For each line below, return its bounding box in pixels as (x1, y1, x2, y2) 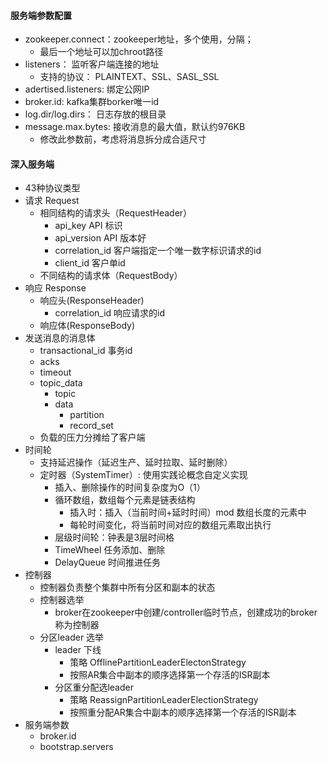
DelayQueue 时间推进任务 (54, 556, 162, 569)
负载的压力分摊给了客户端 (39, 431, 146, 444)
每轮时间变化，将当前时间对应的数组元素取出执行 (69, 519, 272, 531)
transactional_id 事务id (39, 345, 133, 357)
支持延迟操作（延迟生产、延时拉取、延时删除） (39, 456, 233, 469)
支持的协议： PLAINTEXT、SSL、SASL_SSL (39, 71, 220, 83)
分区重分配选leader (54, 681, 134, 694)
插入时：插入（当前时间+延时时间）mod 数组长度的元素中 (69, 506, 307, 519)
